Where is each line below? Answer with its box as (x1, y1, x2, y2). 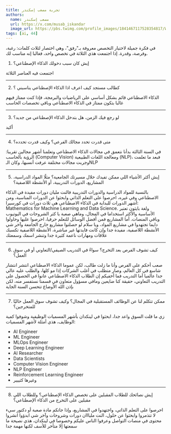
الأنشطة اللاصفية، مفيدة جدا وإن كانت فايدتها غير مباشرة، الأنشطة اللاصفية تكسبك (6, 227, 159, 233)
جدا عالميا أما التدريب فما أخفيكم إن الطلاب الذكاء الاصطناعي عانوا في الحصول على (6, 273, 163, 279)
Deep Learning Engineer (13, 345, 64, 350)
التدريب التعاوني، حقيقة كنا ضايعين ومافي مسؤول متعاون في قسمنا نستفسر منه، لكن (6, 278, 165, 284)
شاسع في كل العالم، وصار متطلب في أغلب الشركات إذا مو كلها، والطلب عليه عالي (6, 267, 161, 273)
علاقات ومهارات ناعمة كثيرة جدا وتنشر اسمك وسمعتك (6, 232, 108, 238)
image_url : (10, 26, 33, 31)
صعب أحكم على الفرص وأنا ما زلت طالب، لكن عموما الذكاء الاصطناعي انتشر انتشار (6, 262, 163, 268)
